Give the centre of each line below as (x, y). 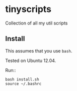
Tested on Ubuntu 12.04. (31, 60)
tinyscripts (28, 9)
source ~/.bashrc (23, 83)
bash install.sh (22, 79)
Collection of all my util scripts (36, 23)
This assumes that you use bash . (39, 50)
